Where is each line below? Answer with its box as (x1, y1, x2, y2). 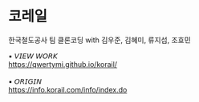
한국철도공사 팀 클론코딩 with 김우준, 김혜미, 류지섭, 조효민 (8, 35, 191, 45)
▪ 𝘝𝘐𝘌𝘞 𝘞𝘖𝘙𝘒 (8, 51, 58, 61)
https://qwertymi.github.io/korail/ (8, 59, 118, 69)
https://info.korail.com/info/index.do (8, 84, 128, 94)
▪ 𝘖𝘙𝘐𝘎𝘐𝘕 (8, 76, 43, 86)
